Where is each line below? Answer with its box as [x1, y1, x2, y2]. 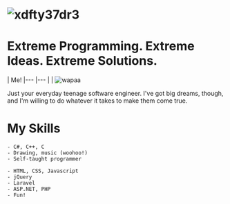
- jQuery [7, 174, 32, 181]
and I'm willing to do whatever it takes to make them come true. [7, 96, 188, 105]
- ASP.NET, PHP [7, 186, 51, 193]
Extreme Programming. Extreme [7, 39, 195, 54]
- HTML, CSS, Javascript [7, 167, 79, 175]
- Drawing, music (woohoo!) [7, 150, 88, 156]
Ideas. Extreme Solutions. [7, 53, 157, 69]
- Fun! [7, 192, 26, 199]
